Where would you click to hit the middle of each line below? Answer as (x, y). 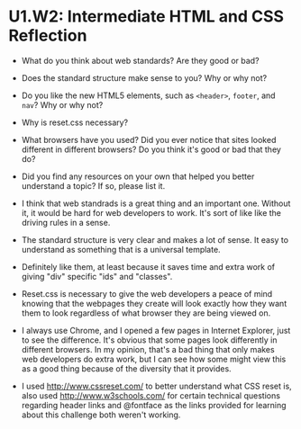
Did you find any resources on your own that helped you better (138, 176)
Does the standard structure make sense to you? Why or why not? (144, 77)
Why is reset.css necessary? (75, 122)
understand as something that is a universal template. (121, 249)
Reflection (48, 36)
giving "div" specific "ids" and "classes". (97, 276)
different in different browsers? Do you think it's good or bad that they (151, 149)
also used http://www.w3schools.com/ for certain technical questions (151, 395)
